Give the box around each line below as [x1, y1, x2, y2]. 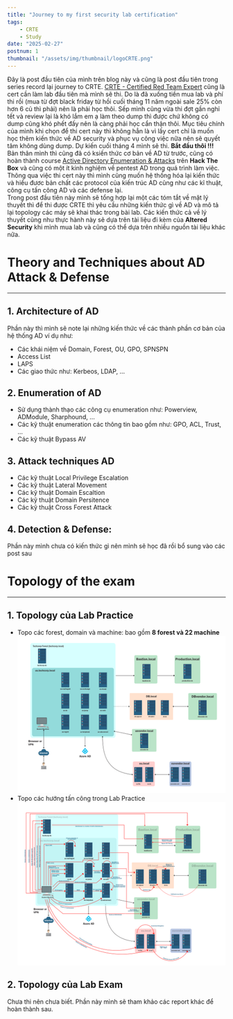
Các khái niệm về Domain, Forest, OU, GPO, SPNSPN [17, 345, 169, 353]
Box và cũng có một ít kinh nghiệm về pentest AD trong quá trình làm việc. [7, 163, 220, 172]
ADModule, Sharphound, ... [17, 413, 96, 421]
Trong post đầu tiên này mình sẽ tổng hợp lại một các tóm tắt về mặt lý [7, 193, 209, 202]
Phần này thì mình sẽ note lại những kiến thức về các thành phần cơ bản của [7, 324, 225, 332]
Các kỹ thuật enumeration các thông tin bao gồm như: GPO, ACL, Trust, [17, 421, 222, 429]
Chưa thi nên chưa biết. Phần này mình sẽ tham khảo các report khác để [7, 997, 214, 1006]
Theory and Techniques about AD [7, 254, 205, 270]
